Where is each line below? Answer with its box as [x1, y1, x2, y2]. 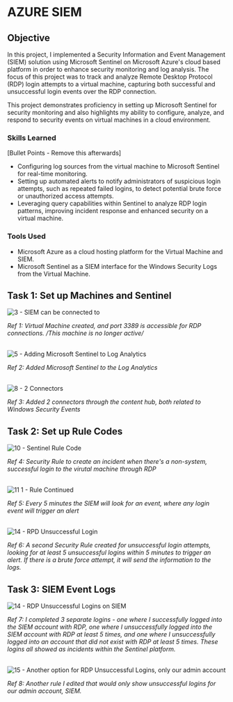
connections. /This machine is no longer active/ [7, 329, 144, 338]
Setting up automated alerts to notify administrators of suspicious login [17, 177, 221, 185]
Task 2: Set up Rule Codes [7, 426, 123, 437]
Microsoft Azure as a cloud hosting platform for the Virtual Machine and [17, 247, 223, 256]
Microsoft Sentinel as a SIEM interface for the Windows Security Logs [17, 262, 218, 270]
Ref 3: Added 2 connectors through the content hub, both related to [7, 398, 202, 406]
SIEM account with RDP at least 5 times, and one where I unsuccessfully [7, 630, 216, 639]
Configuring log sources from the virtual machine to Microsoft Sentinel [17, 162, 220, 171]
